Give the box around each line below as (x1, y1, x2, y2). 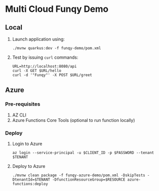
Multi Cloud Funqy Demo (5, 3, 109, 15)
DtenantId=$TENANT (12, 177, 50, 182)
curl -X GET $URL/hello (12, 68, 62, 73)
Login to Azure (12, 141, 42, 147)
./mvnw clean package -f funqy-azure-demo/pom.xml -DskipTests (12, 173, 146, 178)
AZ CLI (12, 112, 27, 118)
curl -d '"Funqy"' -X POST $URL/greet (12, 73, 92, 77)
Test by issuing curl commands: (12, 54, 79, 60)
